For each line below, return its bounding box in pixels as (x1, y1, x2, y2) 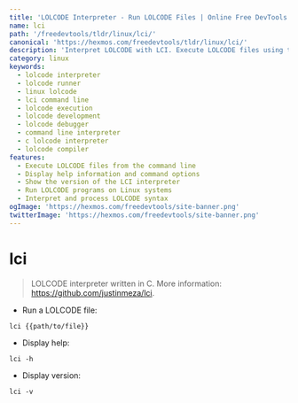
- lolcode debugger (17, 120, 90, 129)
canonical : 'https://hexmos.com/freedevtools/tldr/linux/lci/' (9, 37, 248, 47)
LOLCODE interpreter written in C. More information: (30, 278, 223, 289)
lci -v (9, 387, 34, 396)
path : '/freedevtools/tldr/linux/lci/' (9, 29, 157, 38)
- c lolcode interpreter (17, 136, 109, 145)
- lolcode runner (17, 79, 82, 88)
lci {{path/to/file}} (9, 322, 90, 330)
